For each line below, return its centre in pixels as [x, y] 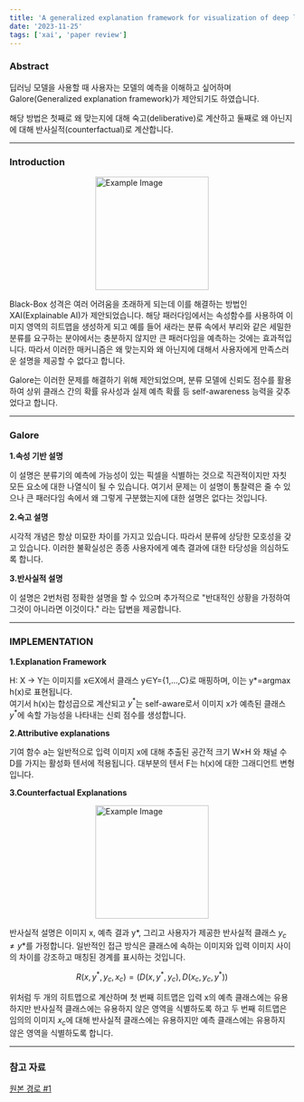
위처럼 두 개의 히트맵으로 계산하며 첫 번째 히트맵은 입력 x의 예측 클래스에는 [141, 998]
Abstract [29, 66]
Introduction [37, 161]
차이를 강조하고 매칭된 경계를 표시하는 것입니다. [102, 957]
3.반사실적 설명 [36, 579]
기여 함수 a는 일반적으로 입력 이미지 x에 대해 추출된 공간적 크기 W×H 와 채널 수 [148, 751]
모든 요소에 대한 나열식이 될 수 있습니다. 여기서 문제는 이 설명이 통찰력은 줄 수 [146, 487]
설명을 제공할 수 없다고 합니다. [72, 360]
